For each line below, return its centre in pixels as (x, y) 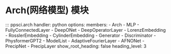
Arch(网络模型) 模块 (47, 10)
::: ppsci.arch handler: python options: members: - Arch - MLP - (72, 24)
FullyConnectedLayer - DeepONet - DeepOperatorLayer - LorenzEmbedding (86, 30)
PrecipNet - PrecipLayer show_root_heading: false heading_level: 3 (76, 46)
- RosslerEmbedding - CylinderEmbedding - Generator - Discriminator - (81, 35)
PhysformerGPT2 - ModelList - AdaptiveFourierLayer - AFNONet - (75, 40)
